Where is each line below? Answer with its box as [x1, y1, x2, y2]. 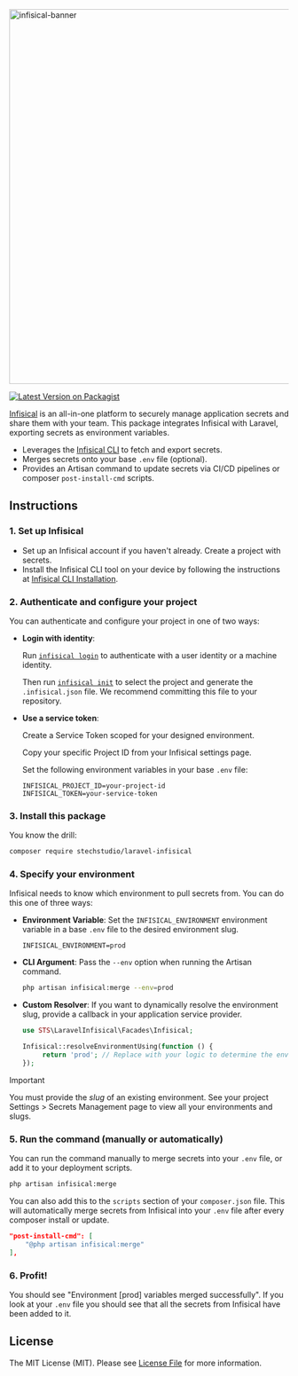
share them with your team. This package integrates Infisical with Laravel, [9, 418, 278, 429]
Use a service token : [21, 712, 99, 723]
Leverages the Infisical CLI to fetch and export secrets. [21, 444, 223, 455]
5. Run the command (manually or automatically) [9, 1133, 223, 1145]
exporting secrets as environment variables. [9, 428, 170, 437]
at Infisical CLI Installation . [21, 573, 118, 584]
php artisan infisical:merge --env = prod [21, 984, 174, 993]
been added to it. [9, 1308, 72, 1318]
